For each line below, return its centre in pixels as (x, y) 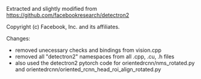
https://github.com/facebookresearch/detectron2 (68, 15)
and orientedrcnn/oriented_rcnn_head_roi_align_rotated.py (88, 69)
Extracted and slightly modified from (52, 9)
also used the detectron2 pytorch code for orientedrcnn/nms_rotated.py (105, 63)
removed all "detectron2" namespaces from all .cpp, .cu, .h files (94, 56)
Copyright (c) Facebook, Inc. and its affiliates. (63, 27)
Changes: (18, 38)
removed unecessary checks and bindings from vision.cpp (88, 50)
